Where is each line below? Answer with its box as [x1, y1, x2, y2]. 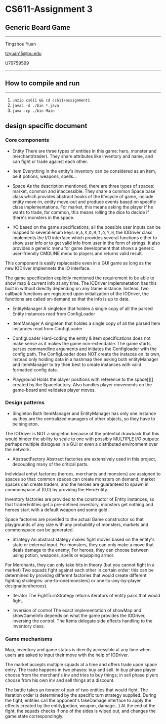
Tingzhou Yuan [5, 41, 36, 47]
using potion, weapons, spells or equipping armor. [12, 552, 115, 558]
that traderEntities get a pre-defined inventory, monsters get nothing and [5, 501, 154, 507]
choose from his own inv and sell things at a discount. [5, 677, 115, 683]
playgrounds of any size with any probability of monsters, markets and [5, 521, 149, 527]
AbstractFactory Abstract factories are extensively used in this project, [12, 456, 157, 462]
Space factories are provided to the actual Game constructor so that [5, 516, 144, 522]
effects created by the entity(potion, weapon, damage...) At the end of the [5, 703, 156, 709]
